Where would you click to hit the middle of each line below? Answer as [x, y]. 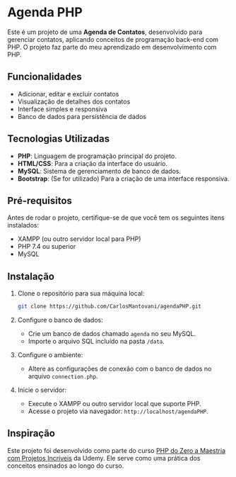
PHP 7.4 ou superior [47, 247]
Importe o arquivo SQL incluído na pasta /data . [96, 342]
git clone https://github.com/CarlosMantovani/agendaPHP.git [110, 307]
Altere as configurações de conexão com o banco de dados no [120, 369]
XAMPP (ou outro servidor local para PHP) [79, 239]
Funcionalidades [45, 77]
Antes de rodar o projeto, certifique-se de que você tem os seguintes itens [116, 218]
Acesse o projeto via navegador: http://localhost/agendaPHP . [118, 411]
